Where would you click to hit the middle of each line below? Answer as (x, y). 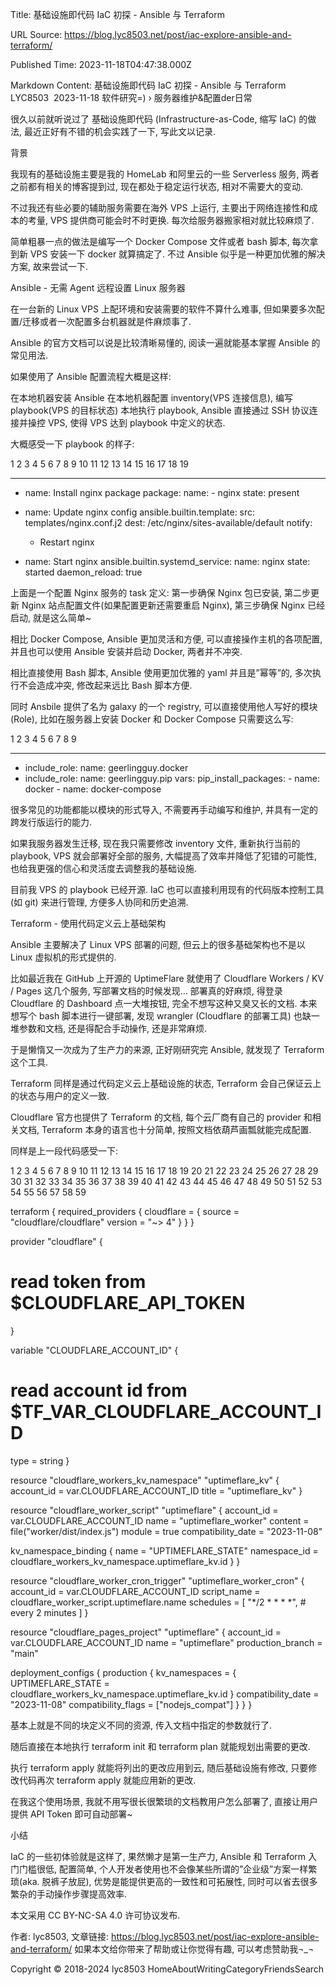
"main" (24, 1653)
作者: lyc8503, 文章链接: (60, 1936)
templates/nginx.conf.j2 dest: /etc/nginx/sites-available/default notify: (168, 522)
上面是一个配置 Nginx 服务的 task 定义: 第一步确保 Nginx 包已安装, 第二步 (161, 592)
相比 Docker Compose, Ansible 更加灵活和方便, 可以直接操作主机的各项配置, (166, 639)
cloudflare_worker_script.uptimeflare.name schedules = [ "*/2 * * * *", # (158, 1602)
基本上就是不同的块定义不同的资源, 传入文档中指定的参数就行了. (141, 1725)
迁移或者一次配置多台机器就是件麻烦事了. (107, 321)
